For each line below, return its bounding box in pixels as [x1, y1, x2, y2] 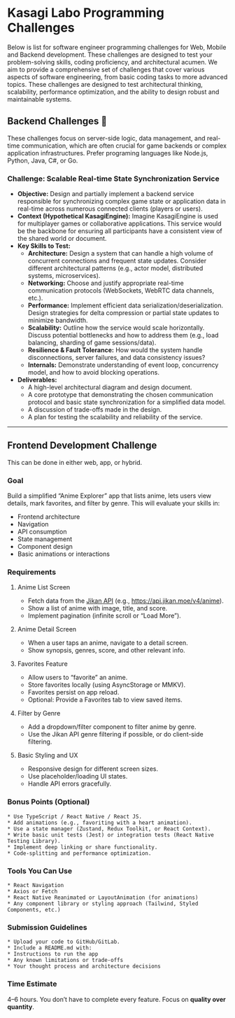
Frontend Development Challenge [7, 440, 157, 452]
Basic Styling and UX [17, 751, 78, 760]
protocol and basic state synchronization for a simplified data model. [27, 398, 226, 407]
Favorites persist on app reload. [27, 688, 120, 697]
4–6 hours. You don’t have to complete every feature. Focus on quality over [7, 995, 226, 1003]
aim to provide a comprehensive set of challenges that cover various [7, 65, 205, 74]
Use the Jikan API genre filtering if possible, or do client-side [27, 730, 204, 739]
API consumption [17, 527, 67, 536]
